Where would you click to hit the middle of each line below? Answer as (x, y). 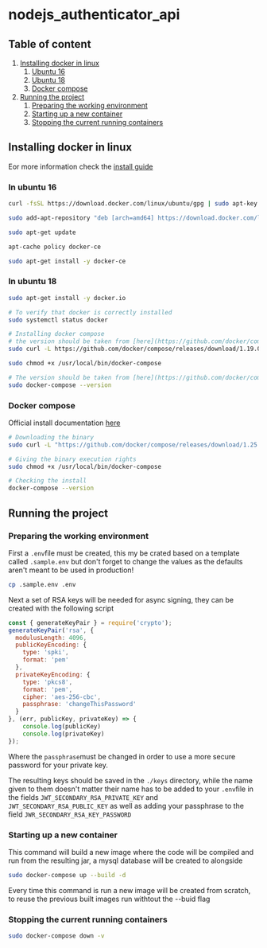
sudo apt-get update (43, 232)
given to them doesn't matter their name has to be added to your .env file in (131, 789)
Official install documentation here (64, 423)
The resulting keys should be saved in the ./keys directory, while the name (130, 780)
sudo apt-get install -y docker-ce (67, 261)
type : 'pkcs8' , (48, 682)
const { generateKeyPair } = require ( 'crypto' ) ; (90, 622)
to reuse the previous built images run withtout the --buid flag (109, 899)
